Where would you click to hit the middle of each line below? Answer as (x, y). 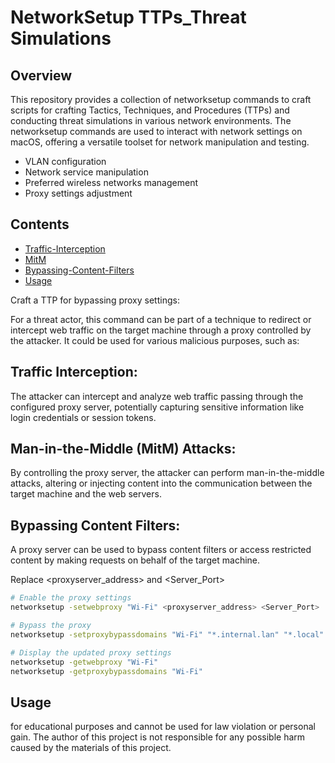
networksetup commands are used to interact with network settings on (156, 131)
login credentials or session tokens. (83, 417)
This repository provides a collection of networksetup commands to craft (161, 99)
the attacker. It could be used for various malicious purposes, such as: (155, 340)
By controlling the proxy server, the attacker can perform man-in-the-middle (167, 473)
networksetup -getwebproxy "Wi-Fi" (84, 662)
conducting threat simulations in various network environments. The (151, 120)
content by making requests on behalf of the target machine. (135, 560)
